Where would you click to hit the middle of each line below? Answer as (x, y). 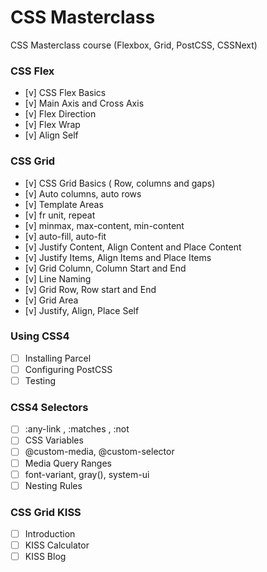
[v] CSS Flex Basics (65, 93)
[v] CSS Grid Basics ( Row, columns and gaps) (120, 183)
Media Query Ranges (68, 463)
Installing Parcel (58, 358)
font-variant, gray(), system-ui (87, 474)
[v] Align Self (51, 135)
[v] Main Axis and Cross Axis (84, 103)
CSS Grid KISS (46, 512)
